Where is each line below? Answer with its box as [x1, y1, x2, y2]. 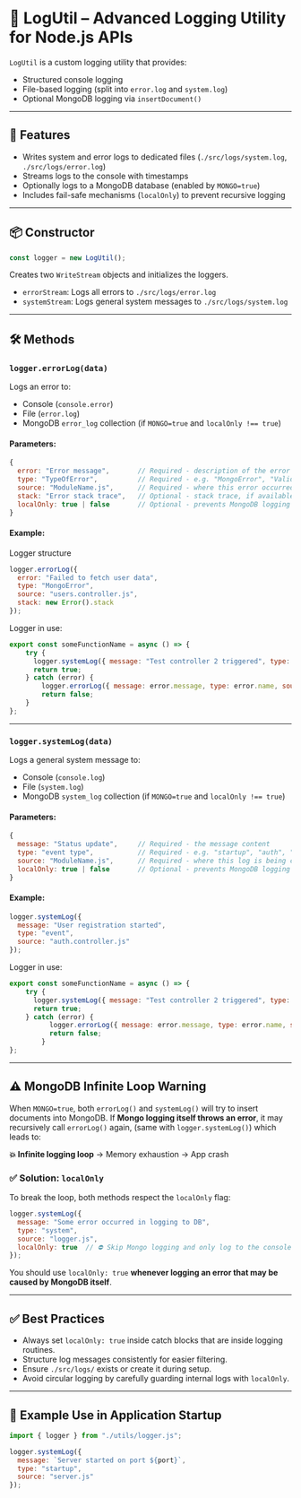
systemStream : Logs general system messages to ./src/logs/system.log [21, 296, 288, 307]
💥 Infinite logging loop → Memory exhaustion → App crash [9, 1148, 229, 1159]
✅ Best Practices [9, 1311, 105, 1326]
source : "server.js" [17, 1472, 94, 1482]
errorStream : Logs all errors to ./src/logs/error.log [21, 287, 217, 298]
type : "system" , [17, 1225, 78, 1235]
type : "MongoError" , [17, 582, 94, 591]
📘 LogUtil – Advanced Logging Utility [9, 8, 287, 29]
